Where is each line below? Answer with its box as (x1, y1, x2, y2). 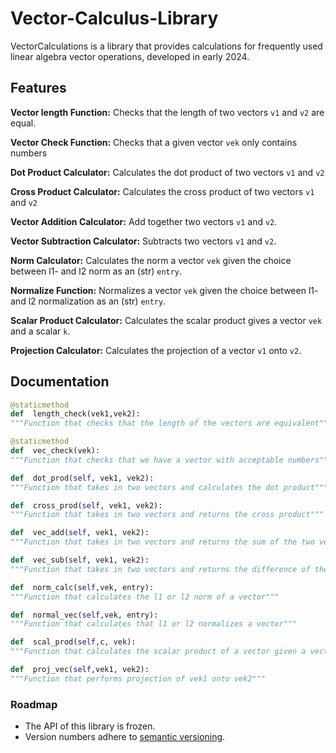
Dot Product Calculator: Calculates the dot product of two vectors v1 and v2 (10, 166, 325, 178)
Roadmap (10, 697, 58, 711)
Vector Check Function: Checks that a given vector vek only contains (10, 136, 298, 148)
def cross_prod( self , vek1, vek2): (10, 500, 163, 511)
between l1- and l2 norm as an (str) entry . (10, 265, 183, 277)
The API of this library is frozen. (24, 720, 156, 732)
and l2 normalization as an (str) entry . (10, 295, 167, 307)
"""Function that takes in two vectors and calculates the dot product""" (10, 482, 329, 492)
